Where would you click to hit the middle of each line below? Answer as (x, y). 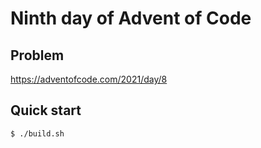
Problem (37, 55)
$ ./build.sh (37, 133)
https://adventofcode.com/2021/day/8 (89, 79)
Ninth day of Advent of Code (131, 18)
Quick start (46, 110)
